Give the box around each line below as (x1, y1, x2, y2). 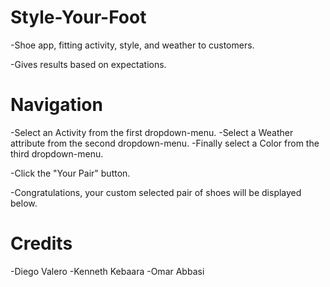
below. (10, 197, 38, 209)
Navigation (10, 94, 103, 116)
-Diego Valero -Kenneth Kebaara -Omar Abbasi (10, 265, 205, 277)
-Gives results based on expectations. (10, 58, 167, 70)
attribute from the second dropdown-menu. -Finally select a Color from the (10, 137, 320, 149)
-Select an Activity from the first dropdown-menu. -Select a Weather (10, 126, 294, 138)
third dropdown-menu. (10, 147, 104, 160)
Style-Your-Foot (10, 6, 147, 29)
